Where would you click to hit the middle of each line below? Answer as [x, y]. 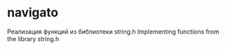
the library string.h [33, 38]
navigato [33, 13]
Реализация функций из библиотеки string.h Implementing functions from [113, 32]
